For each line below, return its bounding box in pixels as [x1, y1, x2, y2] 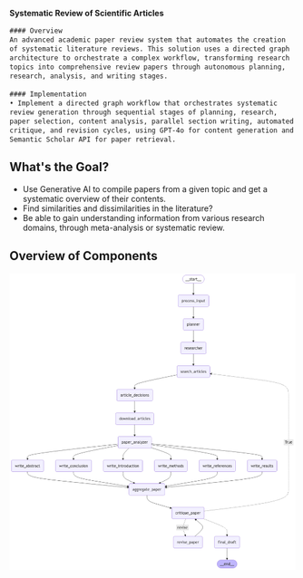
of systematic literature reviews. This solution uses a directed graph [9, 44, 290, 53]
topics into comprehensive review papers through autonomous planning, [9, 63, 286, 72]
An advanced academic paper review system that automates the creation [9, 35, 286, 44]
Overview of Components [9, 248, 158, 264]
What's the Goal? [9, 159, 110, 175]
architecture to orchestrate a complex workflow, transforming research [9, 53, 290, 63]
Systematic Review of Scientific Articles [9, 8, 165, 18]
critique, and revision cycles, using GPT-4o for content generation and [9, 126, 295, 135]
